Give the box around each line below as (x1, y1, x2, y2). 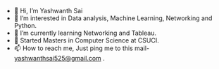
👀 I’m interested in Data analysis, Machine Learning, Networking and (13, 14, 213, 22)
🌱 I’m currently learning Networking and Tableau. (13, 29, 157, 37)
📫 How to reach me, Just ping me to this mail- (13, 44, 150, 52)
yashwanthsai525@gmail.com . (13, 54, 106, 62)
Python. (13, 22, 37, 29)
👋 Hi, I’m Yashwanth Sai (13, 7, 83, 15)
